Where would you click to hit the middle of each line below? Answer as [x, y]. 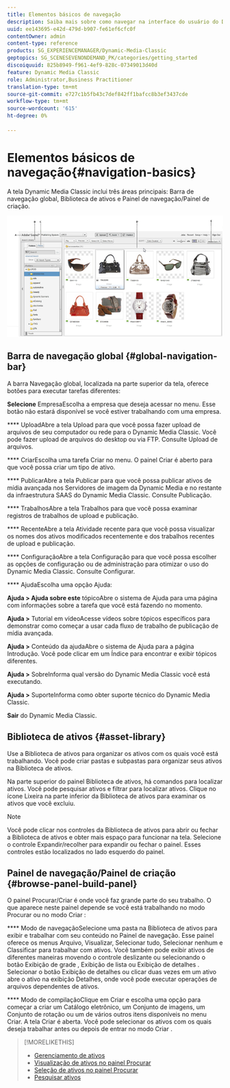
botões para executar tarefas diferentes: [64, 390]
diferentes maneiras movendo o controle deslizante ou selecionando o [106, 958]
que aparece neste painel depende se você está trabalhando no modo [106, 908]
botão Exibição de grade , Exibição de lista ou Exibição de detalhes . [103, 965]
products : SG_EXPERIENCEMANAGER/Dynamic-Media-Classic [87, 51]
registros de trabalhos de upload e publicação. [73, 515]
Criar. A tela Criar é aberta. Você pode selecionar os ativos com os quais [110, 1021]
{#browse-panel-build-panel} [72, 884]
